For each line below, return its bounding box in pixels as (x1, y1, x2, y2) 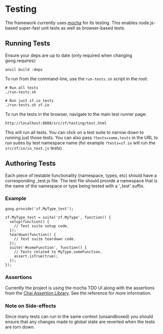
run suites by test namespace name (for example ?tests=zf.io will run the (5, 139, 156, 146)
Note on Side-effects (5, 302, 57, 309)
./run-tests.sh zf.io (5, 102, 50, 107)
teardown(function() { (9, 232, 56, 237)
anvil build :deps (5, 67, 43, 72)
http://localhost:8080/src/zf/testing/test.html (5, 121, 107, 126)
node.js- (138, 20, 156, 26)
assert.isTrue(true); (14, 254, 58, 259)
